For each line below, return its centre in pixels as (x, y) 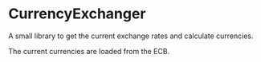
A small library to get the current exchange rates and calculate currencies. (131, 36)
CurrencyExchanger (77, 14)
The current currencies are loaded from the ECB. (89, 51)
